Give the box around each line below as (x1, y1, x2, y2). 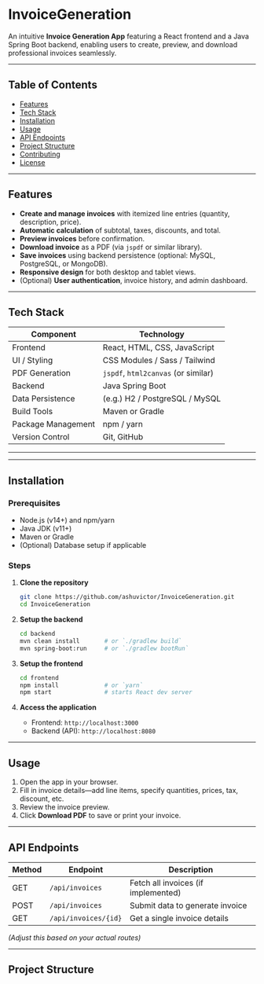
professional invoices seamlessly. (8, 48, 117, 57)
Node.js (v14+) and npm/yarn (19, 516, 115, 525)
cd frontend (19, 674, 59, 681)
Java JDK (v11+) (19, 524, 72, 534)
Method (12, 864, 42, 875)
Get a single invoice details (129, 912, 229, 923)
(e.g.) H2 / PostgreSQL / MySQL (102, 393, 222, 404)
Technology (138, 329, 185, 340)
